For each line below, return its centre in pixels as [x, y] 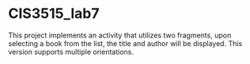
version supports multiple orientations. [71, 52]
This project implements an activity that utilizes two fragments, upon [120, 35]
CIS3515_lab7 [54, 14]
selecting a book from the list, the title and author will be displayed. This [125, 43]
